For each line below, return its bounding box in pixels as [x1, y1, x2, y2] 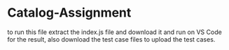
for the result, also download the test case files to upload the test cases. [7, 35, 216, 43]
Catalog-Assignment [7, 5, 132, 21]
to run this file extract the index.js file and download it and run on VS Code [7, 28, 222, 36]
